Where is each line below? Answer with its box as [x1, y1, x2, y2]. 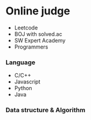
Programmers [14, 43, 48, 50]
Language [5, 58, 36, 67]
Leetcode [14, 24, 38, 31]
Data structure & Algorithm [5, 106, 86, 115]
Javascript [14, 78, 41, 85]
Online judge [5, 4, 70, 18]
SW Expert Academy [14, 37, 66, 44]
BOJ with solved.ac [14, 30, 62, 37]
